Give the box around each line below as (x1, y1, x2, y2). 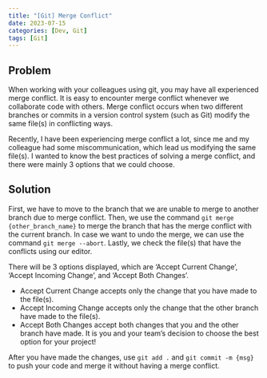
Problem (8, 63, 52, 77)
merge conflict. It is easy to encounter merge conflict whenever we (8, 94, 229, 103)
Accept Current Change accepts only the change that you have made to (19, 285, 257, 296)
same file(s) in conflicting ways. (8, 119, 114, 129)
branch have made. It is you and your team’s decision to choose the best (19, 328, 259, 338)
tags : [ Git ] (8, 34, 48, 42)
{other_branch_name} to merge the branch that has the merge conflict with (8, 221, 252, 230)
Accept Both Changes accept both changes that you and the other (19, 320, 239, 329)
